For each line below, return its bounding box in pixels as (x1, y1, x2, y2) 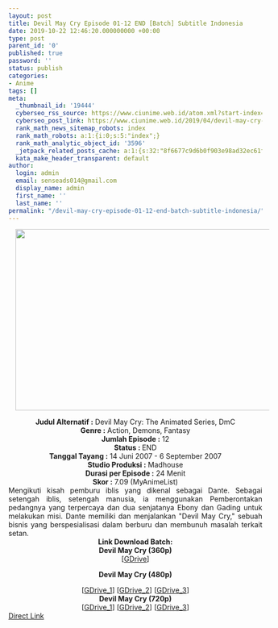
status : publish (8, 64, 63, 73)
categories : (8, 72, 48, 80)
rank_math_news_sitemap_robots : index (15, 124, 147, 132)
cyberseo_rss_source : (15, 110, 89, 118)
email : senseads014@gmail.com (15, 177, 117, 185)
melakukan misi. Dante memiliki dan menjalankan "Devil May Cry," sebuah (8, 511, 263, 521)
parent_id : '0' (8, 42, 60, 50)
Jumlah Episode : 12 (101, 435, 170, 444)
